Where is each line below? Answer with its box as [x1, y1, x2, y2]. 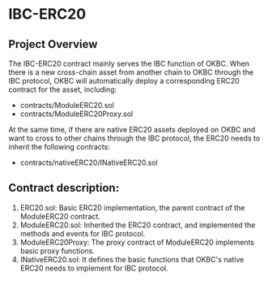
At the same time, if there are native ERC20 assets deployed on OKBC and [8, 125, 256, 134]
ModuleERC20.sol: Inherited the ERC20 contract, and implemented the [19, 220, 256, 230]
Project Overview [8, 37, 98, 51]
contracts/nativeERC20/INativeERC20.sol [19, 158, 158, 167]
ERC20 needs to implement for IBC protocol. [19, 263, 168, 273]
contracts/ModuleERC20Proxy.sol [19, 109, 134, 119]
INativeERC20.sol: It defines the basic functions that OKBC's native [19, 254, 245, 264]
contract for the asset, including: [8, 84, 117, 94]
